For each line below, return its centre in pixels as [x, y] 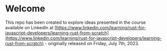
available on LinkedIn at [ [31, 27]
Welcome [25, 9]
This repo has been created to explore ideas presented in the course [76, 22]
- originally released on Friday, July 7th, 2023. [92, 43]
